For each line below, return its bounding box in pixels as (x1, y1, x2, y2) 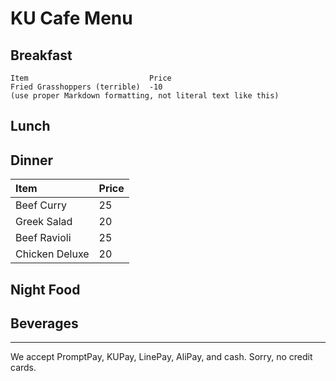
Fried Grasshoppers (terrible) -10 (10, 82, 163, 92)
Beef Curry (15, 198, 68, 212)
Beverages (10, 315, 79, 332)
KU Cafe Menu (10, 7, 133, 30)
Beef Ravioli (15, 231, 72, 245)
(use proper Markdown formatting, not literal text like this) (10, 91, 280, 101)
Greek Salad (15, 215, 73, 229)
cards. (10, 362, 37, 374)
